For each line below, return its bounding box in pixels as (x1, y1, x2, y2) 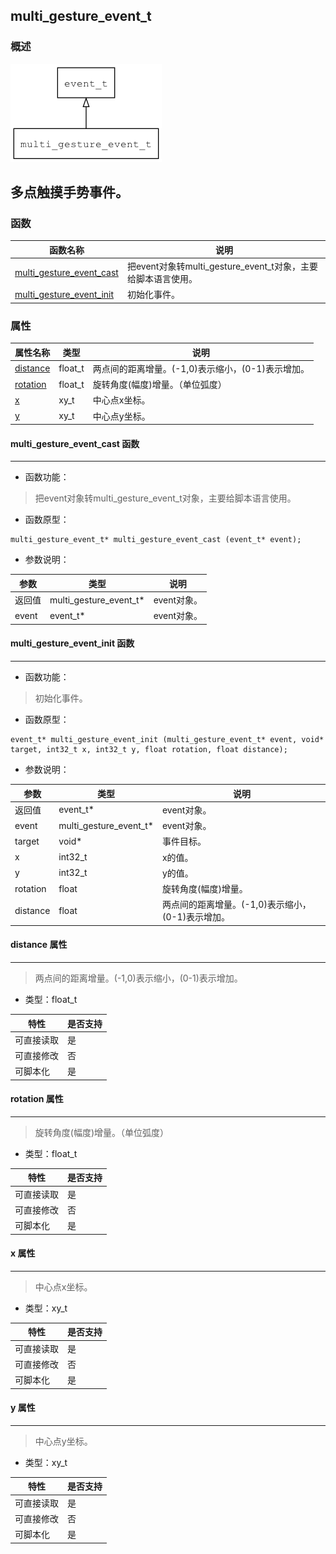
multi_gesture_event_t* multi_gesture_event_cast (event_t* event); (10, 535, 302, 545)
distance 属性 (10, 939, 68, 951)
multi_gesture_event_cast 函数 (10, 437, 140, 449)
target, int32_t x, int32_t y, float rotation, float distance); (10, 745, 288, 755)
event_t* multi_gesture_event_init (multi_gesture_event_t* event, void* (10, 735, 325, 745)
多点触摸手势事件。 (10, 184, 129, 201)
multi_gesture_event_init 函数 (10, 637, 135, 649)
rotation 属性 (10, 1093, 64, 1105)
